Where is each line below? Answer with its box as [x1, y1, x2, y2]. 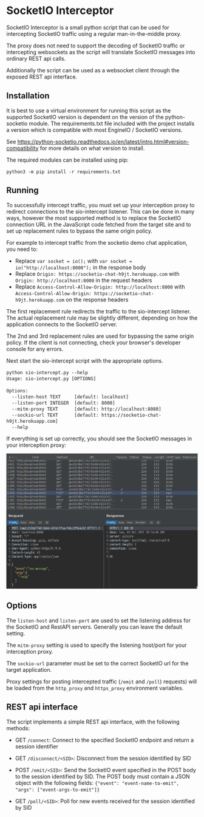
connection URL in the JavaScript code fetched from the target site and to [6, 220, 191, 228]
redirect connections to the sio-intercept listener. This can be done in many [6, 208, 195, 215]
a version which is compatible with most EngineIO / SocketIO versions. [6, 126, 183, 134]
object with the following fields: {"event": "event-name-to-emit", [15, 779, 180, 787]
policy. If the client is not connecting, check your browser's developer [6, 338, 181, 346]
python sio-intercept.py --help [6, 369, 88, 375]
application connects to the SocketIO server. [6, 320, 118, 328]
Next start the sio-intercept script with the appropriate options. [6, 357, 163, 364]
